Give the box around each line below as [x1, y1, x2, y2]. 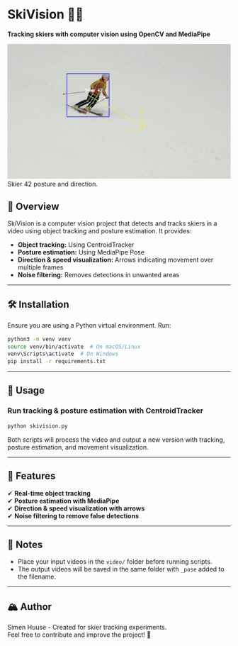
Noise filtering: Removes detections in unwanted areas [17, 270, 179, 279]
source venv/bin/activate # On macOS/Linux [7, 343, 141, 350]
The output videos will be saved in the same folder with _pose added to [17, 565, 225, 574]
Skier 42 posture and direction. [7, 180, 98, 189]
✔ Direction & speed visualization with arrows [7, 503, 145, 513]
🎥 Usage [7, 384, 45, 396]
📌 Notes [7, 539, 43, 550]
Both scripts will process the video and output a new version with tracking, [7, 435, 225, 444]
